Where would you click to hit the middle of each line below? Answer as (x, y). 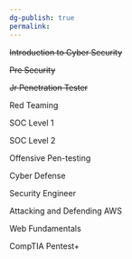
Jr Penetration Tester (49, 87)
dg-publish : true (42, 18)
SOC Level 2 (33, 140)
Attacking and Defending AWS (66, 211)
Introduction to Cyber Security (66, 52)
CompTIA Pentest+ (44, 245)
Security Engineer (43, 193)
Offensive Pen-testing (50, 158)
